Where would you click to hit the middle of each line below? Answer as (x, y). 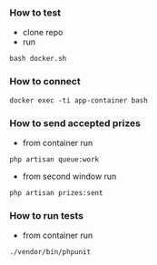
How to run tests (47, 215)
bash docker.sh (38, 59)
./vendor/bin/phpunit (50, 252)
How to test (35, 13)
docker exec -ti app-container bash (78, 100)
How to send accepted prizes (75, 123)
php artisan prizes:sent (56, 192)
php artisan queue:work (54, 159)
